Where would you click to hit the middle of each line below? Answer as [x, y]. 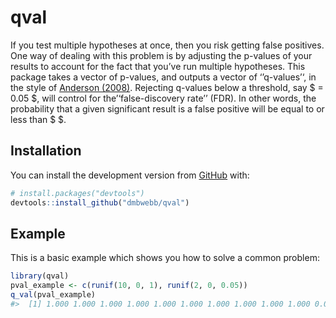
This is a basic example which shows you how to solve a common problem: [165, 258]
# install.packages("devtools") [77, 193]
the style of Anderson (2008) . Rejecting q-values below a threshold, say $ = [167, 87]
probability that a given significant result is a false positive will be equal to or [167, 108]
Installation [46, 151]
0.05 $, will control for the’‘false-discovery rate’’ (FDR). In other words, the [163, 98]
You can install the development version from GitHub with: [130, 175]
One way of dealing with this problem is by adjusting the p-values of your [161, 55]
